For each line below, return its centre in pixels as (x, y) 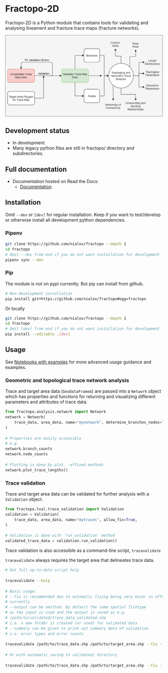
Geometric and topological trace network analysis (67, 380)
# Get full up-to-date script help (42, 570)
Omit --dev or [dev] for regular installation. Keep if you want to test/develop (83, 215)
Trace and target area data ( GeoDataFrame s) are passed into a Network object (83, 391)
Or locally (15, 308)
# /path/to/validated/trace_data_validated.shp (56, 618)
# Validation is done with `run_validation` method (60, 536)
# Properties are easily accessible (43, 438)
